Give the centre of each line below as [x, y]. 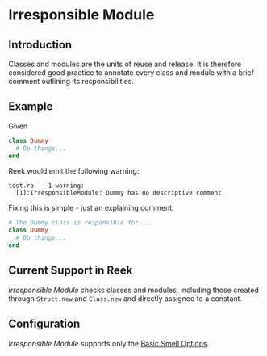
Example [31, 107]
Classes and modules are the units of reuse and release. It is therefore [125, 64]
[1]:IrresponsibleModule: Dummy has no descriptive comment [119, 193]
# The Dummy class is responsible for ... [81, 223]
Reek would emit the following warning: [74, 171]
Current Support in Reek [71, 271]
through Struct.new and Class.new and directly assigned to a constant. [125, 298]
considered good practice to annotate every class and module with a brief [131, 73]
